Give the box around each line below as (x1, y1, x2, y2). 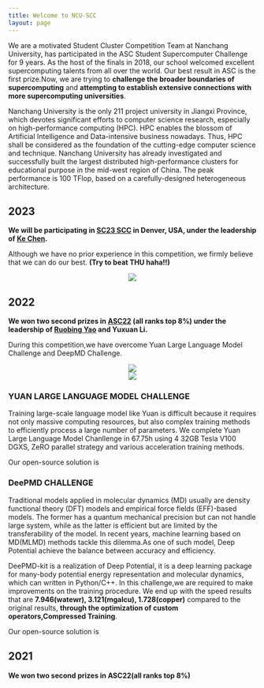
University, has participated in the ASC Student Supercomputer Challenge (8, 49, 248, 58)
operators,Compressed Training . (8, 611, 118, 621)
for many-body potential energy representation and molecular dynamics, (8, 570, 244, 579)
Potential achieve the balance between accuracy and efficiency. (8, 546, 216, 555)
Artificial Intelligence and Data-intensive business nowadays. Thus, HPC (8, 131, 243, 141)
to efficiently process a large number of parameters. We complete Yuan (8, 426, 240, 435)
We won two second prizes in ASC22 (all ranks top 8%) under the (8, 317, 227, 326)
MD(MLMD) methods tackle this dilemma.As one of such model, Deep (8, 537, 235, 547)
